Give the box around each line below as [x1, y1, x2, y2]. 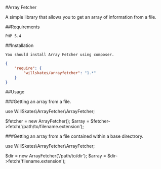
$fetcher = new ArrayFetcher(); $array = [5, 118, 90, 124]
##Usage [5, 89, 25, 95]
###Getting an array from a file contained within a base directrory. [5, 133, 144, 139]
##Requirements [5, 24, 40, 30]
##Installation [5, 42, 34, 48]
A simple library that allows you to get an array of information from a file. [5, 14, 156, 20]
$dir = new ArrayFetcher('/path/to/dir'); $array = [5, 153, 106, 159]
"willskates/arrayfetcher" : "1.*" [23, 70, 96, 75]
